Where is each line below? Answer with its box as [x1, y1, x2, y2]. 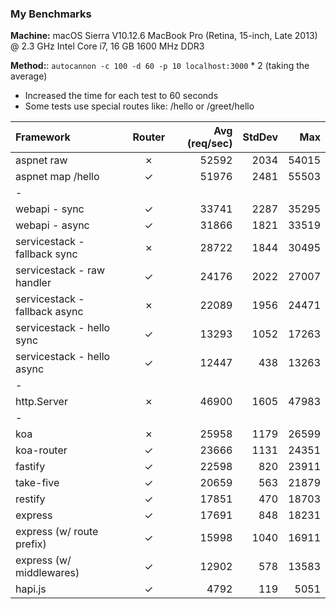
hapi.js [15, 582, 47, 596]
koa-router [15, 443, 68, 457]
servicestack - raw [15, 263, 106, 277]
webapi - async [15, 218, 90, 232]
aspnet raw [15, 153, 68, 167]
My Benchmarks [10, 7, 92, 21]
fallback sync [15, 247, 78, 261]
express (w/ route [15, 525, 99, 539]
